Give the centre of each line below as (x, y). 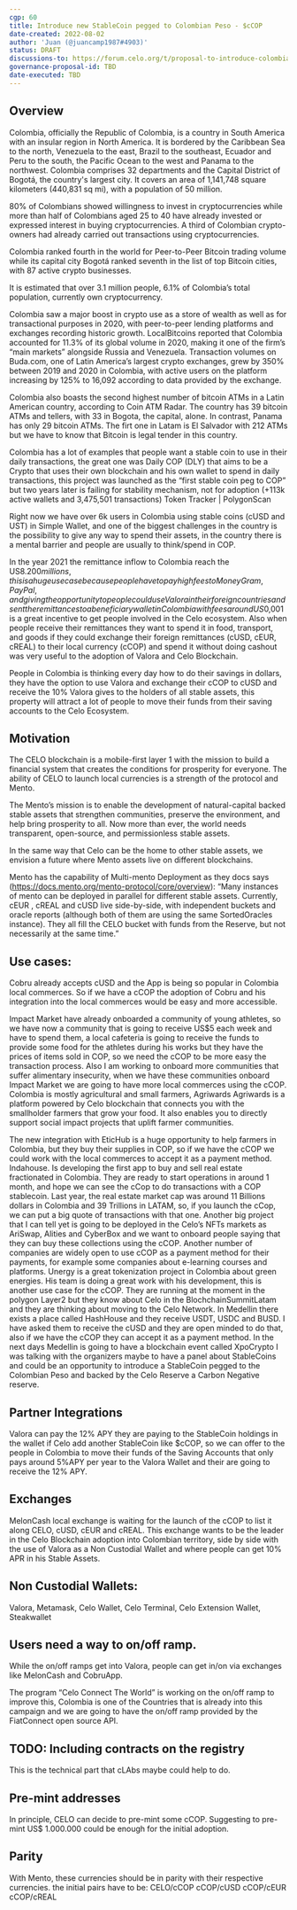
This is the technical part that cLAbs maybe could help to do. (120, 1770)
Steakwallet (30, 1617)
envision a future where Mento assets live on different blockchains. (131, 860)
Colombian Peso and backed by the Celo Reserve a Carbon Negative (135, 1376)
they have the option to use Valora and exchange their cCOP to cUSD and (143, 682)
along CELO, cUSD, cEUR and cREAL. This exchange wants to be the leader (147, 1530)
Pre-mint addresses (65, 1798)
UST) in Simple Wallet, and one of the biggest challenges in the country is (143, 526)
